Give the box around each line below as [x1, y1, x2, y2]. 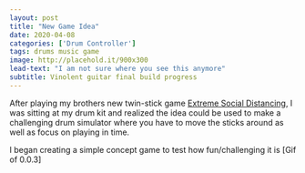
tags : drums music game [9, 47, 100, 56]
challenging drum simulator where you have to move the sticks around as [9, 117, 284, 127]
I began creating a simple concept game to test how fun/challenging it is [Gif [9, 144, 297, 155]
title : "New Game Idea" [9, 22, 100, 31]
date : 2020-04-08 [9, 30, 76, 39]
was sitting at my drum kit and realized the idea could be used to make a [9, 107, 281, 118]
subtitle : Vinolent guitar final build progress [9, 73, 198, 82]
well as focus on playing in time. [9, 127, 130, 137]
